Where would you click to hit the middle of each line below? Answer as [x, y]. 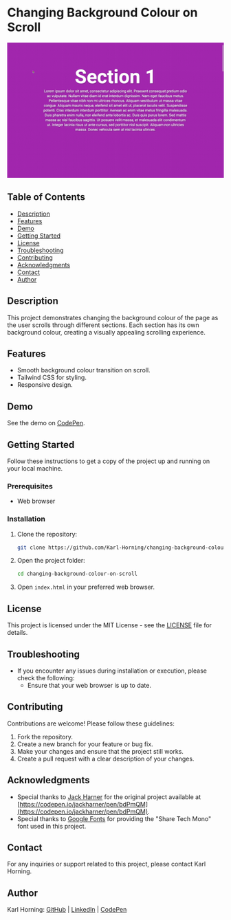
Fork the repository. [45, 737]
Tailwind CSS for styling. [52, 378]
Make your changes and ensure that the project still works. [100, 751]
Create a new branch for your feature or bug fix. [85, 744]
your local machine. [35, 468]
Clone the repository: [47, 534]
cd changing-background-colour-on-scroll [77, 574]
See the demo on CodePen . [46, 423]
